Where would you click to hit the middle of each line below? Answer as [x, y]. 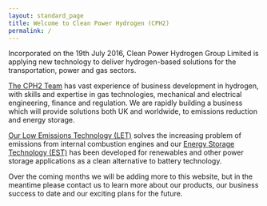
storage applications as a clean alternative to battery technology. [115, 161]
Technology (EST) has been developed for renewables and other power [126, 152]
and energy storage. [42, 120]
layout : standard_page [46, 16]
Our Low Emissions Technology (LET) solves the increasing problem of [125, 135]
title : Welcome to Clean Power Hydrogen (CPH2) [89, 23]
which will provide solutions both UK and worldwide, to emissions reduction [133, 111]
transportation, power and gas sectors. [72, 71]
